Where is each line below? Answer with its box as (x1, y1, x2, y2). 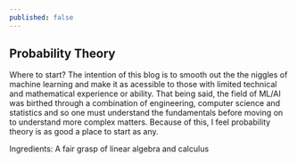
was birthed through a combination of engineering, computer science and (9, 98, 281, 109)
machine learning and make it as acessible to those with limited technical (9, 79, 277, 90)
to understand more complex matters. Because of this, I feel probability (9, 117, 271, 127)
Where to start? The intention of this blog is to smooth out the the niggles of (9, 69, 288, 80)
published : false (9, 12, 74, 22)
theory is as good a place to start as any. (9, 126, 159, 137)
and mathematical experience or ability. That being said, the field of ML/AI (9, 88, 281, 99)
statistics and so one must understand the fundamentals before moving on (9, 108, 284, 118)
